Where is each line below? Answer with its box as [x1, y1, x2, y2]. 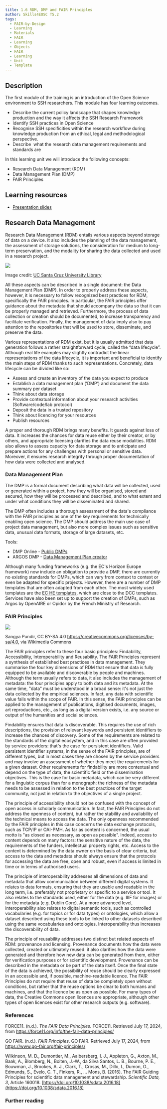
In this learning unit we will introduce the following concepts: [5, 156, 130, 162]
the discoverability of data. [5, 926, 60, 932]
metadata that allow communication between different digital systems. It [5, 879, 154, 885]
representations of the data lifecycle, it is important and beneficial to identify [5, 355, 162, 361]
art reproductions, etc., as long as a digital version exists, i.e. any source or [5, 707, 160, 713]
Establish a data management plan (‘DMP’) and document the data [12, 380, 149, 386]
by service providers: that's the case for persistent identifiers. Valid [5, 743, 143, 749]
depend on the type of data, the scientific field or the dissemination [5, 769, 144, 775]
